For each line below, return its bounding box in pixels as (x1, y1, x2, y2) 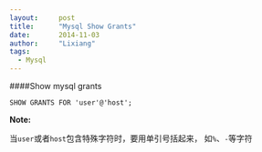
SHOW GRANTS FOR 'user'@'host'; (9, 98, 132, 107)
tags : (9, 47, 30, 56)
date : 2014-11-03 (9, 30, 100, 39)
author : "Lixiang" (9, 38, 96, 48)
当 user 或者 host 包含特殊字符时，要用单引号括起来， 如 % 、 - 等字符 (9, 133, 253, 144)
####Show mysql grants (9, 81, 102, 91)
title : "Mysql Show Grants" (9, 22, 137, 31)
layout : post (9, 13, 76, 23)
